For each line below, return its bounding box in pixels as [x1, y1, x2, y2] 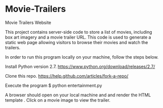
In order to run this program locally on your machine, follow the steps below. [5, 54, 159, 60]
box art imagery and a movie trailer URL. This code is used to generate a [5, 34, 151, 40]
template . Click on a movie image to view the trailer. [5, 97, 111, 103]
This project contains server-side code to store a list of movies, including [5, 29, 153, 35]
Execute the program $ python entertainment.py [5, 82, 102, 88]
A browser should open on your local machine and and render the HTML [5, 92, 151, 98]
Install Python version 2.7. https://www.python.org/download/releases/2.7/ [5, 64, 155, 69]
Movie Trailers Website [5, 20, 51, 25]
